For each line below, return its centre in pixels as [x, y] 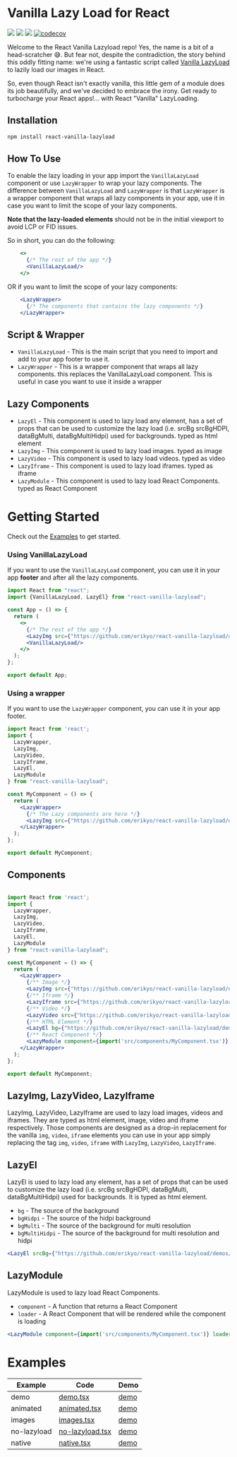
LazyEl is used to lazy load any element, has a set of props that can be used [118, 1182]
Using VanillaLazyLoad [47, 555]
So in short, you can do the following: [62, 241]
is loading [32, 1321]
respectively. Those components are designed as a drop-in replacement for [117, 1128]
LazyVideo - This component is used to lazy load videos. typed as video [121, 458]
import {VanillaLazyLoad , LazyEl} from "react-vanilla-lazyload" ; [107, 597]
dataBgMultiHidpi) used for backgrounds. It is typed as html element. [108, 1197]
